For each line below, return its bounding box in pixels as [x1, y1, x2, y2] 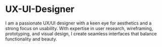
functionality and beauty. [5, 36, 57, 42]
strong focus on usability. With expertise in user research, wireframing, [5, 25, 153, 31]
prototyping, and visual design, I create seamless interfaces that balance [5, 30, 157, 36]
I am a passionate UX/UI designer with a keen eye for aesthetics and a [5, 20, 152, 26]
